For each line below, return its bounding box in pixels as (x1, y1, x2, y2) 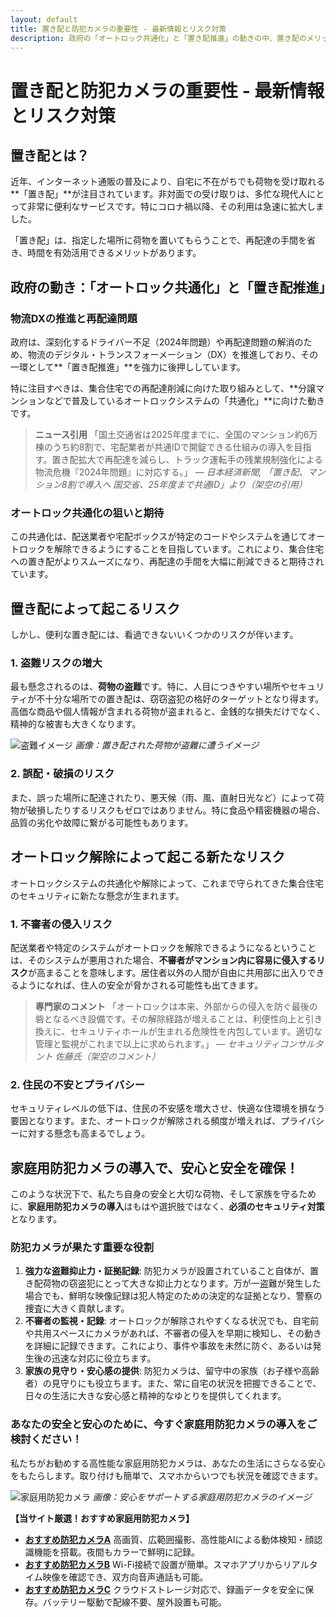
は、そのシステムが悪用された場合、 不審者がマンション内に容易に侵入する (10, 954, 317, 966)
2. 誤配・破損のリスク (10, 767, 115, 781)
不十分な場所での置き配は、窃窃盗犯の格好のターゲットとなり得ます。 (36, 693, 325, 705)
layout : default (10, 14, 78, 25)
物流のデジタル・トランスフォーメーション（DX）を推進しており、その (27, 349, 319, 361)
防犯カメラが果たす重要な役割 (10, 1240, 155, 1254)
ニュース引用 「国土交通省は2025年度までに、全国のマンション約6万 (34, 429, 318, 441)
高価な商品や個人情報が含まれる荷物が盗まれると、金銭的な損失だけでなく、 (10, 706, 326, 718)
